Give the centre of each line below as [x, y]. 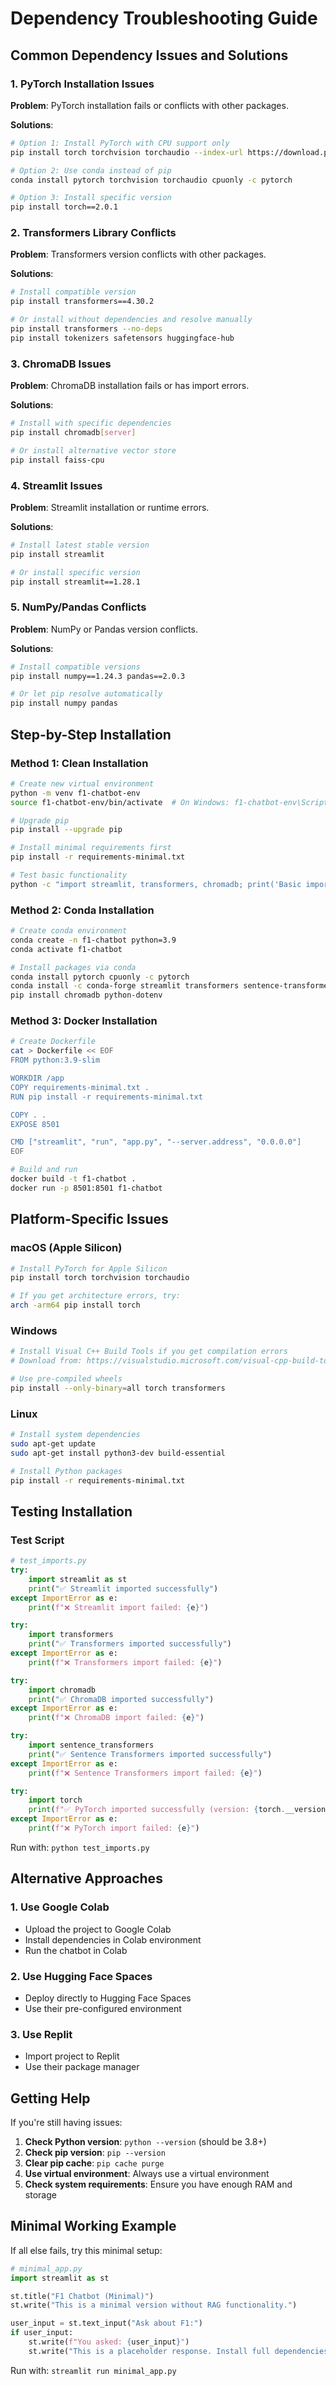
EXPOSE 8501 [35, 1124]
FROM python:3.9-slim [55, 1060]
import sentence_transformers [91, 1745]
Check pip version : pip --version [95, 2153]
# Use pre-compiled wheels [66, 1379]
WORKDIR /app [37, 1078]
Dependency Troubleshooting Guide [164, 18]
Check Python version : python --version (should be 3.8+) [145, 2142]
